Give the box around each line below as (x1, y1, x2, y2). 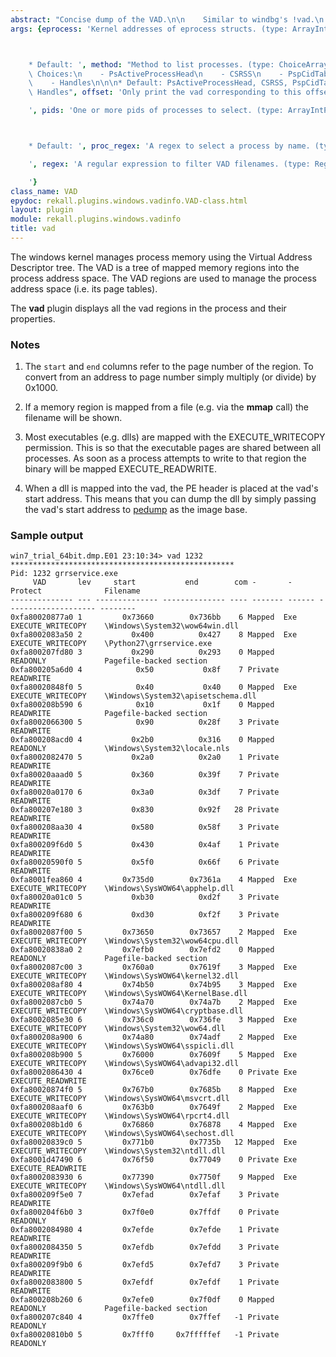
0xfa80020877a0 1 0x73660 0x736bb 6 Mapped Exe (10, 612, 298, 623)
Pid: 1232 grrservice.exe (10, 569, 118, 579)
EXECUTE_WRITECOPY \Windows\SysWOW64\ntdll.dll (10, 1181, 226, 1191)
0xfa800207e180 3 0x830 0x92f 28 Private (10, 805, 280, 815)
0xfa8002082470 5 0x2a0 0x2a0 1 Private (10, 752, 280, 763)
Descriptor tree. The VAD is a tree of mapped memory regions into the (10, 261, 300, 273)
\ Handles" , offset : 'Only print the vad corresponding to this (28, 87, 302, 98)
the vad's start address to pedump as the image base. (24, 504, 248, 516)
